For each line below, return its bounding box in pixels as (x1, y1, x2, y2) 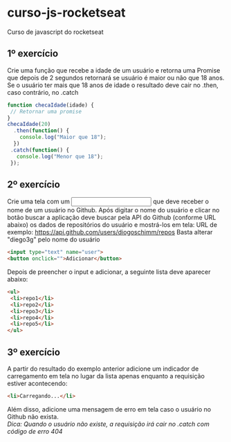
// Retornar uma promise (10, 108, 82, 115)
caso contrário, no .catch (7, 88, 79, 96)
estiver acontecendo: (7, 379, 68, 387)
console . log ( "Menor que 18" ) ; (16, 153, 104, 160)
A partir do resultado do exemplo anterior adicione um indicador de (7, 365, 199, 373)
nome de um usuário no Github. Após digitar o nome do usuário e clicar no (7, 206, 220, 214)
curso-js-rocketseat (7, 5, 126, 21)
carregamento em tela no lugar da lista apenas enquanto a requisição (7, 372, 205, 380)
